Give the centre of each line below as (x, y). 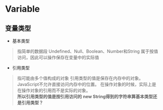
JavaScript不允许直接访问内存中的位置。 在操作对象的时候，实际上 (84, 84)
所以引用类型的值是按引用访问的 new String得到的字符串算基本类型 (85, 97)
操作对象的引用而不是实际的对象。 (56, 90)
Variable (23, 9)
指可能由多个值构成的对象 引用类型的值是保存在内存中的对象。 (80, 78)
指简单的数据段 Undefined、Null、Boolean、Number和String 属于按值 (88, 51)
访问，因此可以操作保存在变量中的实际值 (58, 57)
